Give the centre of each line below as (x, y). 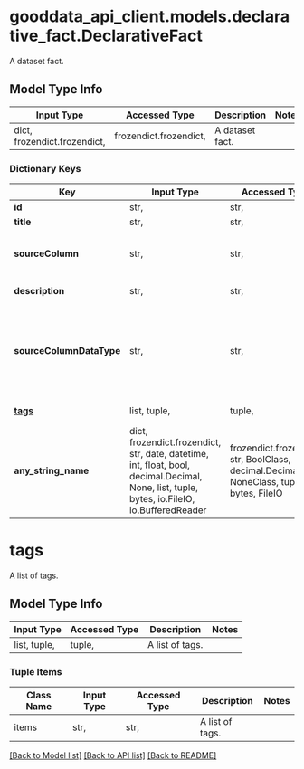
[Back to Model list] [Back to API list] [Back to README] (113, 755)
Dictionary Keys (45, 168)
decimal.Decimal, (166, 477)
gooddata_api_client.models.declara (150, 17)
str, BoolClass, (260, 460)
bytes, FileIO (256, 493)
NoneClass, (254, 482)
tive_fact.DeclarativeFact (106, 36)
